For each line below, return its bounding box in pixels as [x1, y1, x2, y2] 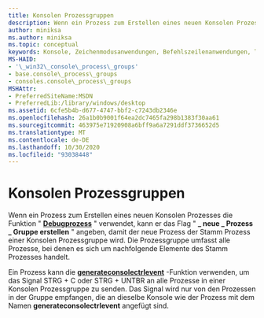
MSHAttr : [8, 84, 37, 93]
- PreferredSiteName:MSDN [8, 92, 93, 100]
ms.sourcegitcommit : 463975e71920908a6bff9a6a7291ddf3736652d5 [8, 121, 220, 129]
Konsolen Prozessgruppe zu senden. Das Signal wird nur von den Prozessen [8, 284, 256, 294]
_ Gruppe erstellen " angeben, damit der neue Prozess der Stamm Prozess [8, 227, 251, 237]
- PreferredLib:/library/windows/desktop [8, 99, 146, 107]
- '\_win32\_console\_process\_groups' [8, 63, 139, 71]
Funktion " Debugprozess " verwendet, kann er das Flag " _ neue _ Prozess [8, 219, 254, 228]
